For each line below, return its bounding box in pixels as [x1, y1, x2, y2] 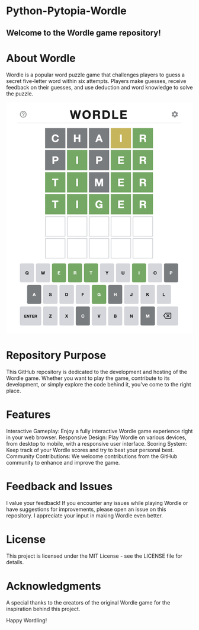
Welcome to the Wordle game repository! [6, 28, 161, 38]
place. [6, 387, 22, 395]
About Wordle [6, 52, 76, 65]
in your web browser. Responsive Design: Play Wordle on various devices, [6, 434, 187, 441]
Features [6, 408, 51, 421]
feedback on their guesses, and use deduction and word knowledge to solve [6, 84, 193, 91]
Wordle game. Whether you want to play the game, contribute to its [6, 375, 170, 382]
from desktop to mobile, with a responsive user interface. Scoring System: [6, 440, 188, 447]
